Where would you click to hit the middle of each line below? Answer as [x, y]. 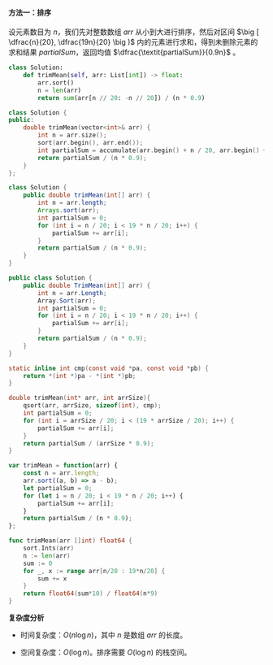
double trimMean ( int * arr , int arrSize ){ [80, 398]
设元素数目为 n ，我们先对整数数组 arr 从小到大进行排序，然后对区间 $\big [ [134, 32]
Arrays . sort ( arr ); [69, 211]
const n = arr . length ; [61, 473]
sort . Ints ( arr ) [49, 549]
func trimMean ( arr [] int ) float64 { [70, 541]
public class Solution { [50, 278]
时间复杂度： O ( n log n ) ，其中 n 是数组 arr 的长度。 [104, 635]
